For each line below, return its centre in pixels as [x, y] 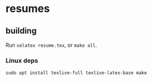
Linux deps [22, 60]
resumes [28, 9]
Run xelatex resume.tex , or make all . [51, 45]
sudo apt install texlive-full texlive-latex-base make [76, 73]
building [21, 31]
